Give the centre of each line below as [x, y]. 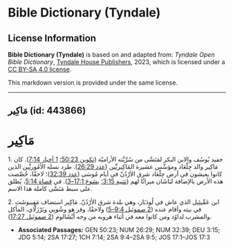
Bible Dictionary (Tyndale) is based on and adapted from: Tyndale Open [111, 54]
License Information [52, 38]
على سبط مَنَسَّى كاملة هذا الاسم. [50, 189]
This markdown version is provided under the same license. [93, 83]
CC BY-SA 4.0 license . [40, 69]
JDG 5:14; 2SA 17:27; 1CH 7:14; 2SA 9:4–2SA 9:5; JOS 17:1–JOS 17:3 [114, 237]
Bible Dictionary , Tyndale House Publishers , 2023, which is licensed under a [116, 62]
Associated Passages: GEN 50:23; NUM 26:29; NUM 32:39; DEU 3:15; [119, 230]
